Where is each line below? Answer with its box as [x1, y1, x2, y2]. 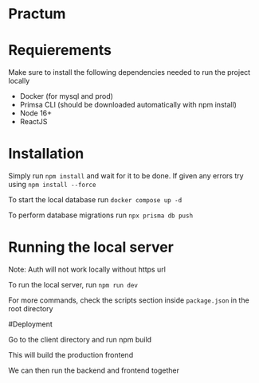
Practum [8, 5, 66, 23]
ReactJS [19, 117, 48, 127]
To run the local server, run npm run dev [8, 280, 138, 289]
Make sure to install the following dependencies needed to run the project [8, 68, 251, 77]
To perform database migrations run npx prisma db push [8, 210, 194, 220]
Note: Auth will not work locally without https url [8, 264, 166, 274]
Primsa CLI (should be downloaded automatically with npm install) [19, 100, 237, 110]
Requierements [8, 41, 112, 60]
